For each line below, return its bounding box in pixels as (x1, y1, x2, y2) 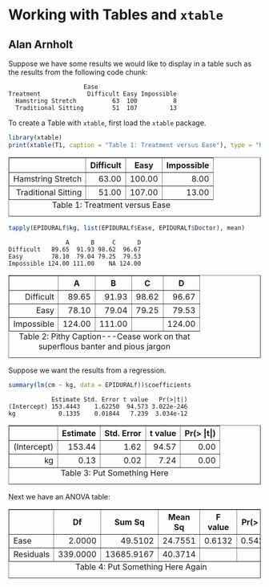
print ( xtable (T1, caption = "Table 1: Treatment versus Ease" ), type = (8, 141, 252, 149)
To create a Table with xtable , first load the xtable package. (8, 118, 207, 128)
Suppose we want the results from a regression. (8, 365, 167, 375)
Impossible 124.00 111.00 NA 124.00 (8, 259, 142, 267)
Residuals (13, 548, 50, 560)
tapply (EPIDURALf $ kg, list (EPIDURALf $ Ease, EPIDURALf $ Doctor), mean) (8, 223, 246, 232)
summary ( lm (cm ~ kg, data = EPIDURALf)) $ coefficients (8, 381, 192, 389)
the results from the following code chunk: (8, 67, 148, 77)
